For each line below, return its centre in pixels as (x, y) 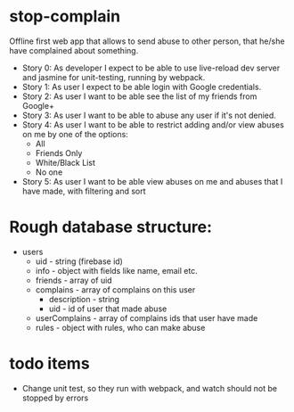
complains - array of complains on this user (115, 289)
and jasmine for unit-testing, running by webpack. (114, 77)
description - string (84, 299)
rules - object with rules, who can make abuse (120, 327)
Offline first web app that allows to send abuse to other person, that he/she (147, 41)
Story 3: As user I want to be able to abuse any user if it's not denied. (149, 115)
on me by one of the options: (75, 134)
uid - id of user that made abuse (108, 309)
